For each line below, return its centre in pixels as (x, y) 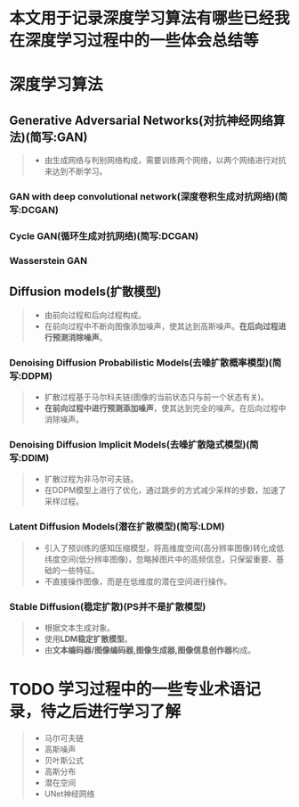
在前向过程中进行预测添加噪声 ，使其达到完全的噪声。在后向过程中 (165, 408)
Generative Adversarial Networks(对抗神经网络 (141, 120)
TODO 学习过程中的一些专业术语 (127, 690)
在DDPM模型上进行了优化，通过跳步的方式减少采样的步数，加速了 (165, 490)
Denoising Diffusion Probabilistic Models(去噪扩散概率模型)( (141, 362)
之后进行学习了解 (119, 712)
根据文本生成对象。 (80, 627)
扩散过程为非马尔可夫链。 (91, 479)
